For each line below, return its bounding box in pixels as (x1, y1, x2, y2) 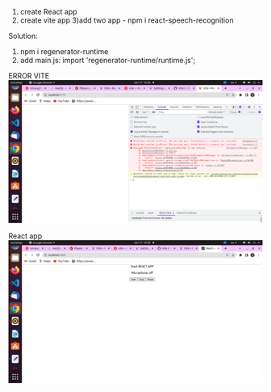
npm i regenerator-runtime (19, 47, 109, 56)
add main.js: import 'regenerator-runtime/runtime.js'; (19, 56, 196, 65)
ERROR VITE (8, 71, 50, 80)
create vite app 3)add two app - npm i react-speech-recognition (19, 15, 234, 25)
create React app (19, 7, 78, 16)
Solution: (8, 32, 38, 40)
